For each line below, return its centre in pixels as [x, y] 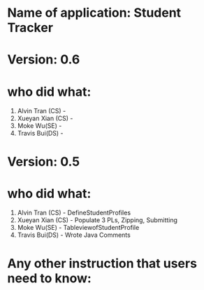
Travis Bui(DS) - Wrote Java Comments [74, 235]
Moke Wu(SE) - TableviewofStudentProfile [78, 228]
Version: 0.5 [44, 161]
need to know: [50, 278]
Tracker [30, 28]
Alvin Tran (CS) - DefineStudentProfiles [74, 213]
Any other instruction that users [102, 263]
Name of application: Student [94, 13]
